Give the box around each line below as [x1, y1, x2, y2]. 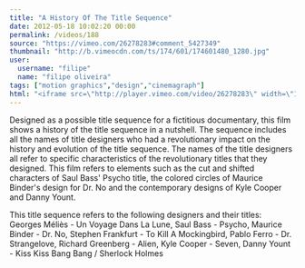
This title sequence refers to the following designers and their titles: [9, 209, 262, 220]
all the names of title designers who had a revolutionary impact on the [9, 134, 271, 144]
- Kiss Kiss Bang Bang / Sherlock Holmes [9, 247, 163, 259]
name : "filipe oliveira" [17, 73, 112, 82]
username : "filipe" [17, 65, 92, 74]
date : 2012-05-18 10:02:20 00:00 [9, 22, 136, 31]
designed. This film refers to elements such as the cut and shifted [9, 163, 255, 174]
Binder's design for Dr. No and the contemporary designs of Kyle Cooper [9, 182, 282, 193]
